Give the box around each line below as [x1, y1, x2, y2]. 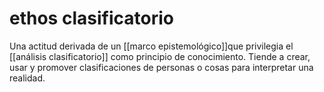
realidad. [9, 72, 46, 84]
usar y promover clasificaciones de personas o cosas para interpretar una [9, 61, 314, 73]
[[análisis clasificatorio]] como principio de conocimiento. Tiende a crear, [9, 50, 311, 62]
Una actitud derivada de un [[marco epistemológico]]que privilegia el [9, 40, 294, 52]
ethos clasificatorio [9, 7, 174, 30]
